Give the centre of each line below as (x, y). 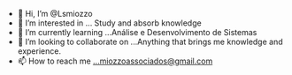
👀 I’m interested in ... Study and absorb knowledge (109, 23)
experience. (39, 51)
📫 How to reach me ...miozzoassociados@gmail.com (115, 61)
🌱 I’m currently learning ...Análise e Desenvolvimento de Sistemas (137, 32)
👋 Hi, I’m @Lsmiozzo (55, 14)
